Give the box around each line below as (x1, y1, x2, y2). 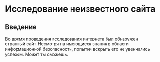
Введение (5, 23, 37, 31)
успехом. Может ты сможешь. (5, 51, 68, 57)
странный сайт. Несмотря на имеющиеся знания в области (5, 41, 129, 47)
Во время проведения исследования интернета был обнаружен (5, 36, 139, 41)
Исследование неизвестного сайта (5, 3, 156, 15)
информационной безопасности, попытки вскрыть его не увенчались (5, 46, 150, 52)
